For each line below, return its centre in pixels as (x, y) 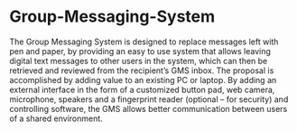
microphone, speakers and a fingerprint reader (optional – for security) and (149, 99)
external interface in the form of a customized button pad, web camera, (142, 89)
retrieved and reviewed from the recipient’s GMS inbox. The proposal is (142, 70)
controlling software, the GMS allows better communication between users (148, 108)
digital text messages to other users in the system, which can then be (139, 61)
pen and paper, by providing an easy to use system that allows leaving (140, 51)
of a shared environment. (56, 118)
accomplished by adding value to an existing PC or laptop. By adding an (143, 80)
